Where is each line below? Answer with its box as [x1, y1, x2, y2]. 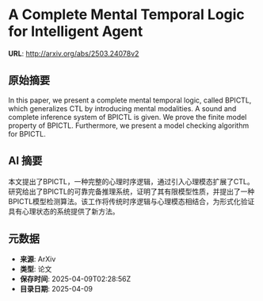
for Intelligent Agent [8, 22, 143, 41]
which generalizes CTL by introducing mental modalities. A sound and [8, 103, 237, 113]
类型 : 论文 [19, 264, 52, 274]
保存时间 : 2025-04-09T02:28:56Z [19, 274, 131, 284]
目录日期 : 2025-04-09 [19, 284, 93, 294]
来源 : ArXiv [19, 254, 56, 264]
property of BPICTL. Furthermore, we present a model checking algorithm [8, 121, 250, 130]
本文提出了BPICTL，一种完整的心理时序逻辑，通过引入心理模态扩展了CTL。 [8, 176, 255, 186]
